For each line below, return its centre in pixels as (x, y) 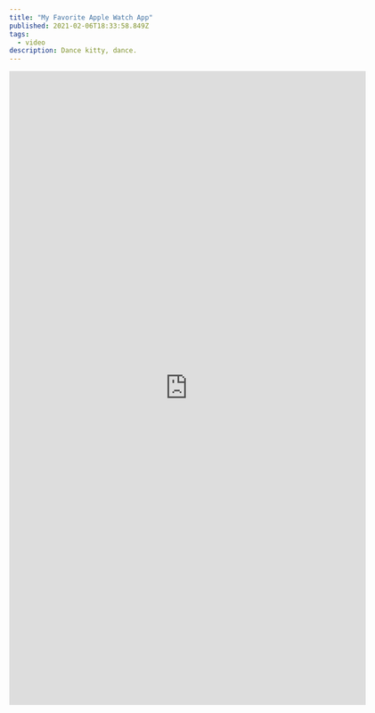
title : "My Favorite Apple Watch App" (81, 17)
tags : (19, 34)
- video (32, 42)
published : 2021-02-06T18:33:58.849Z (79, 26)
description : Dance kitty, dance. (73, 51)
